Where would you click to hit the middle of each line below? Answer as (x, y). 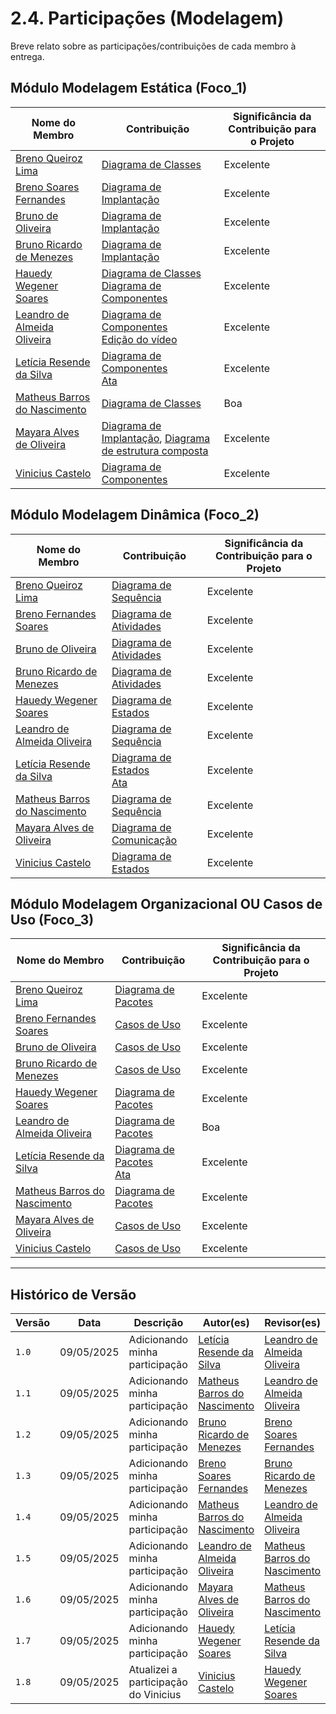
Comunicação (144, 840)
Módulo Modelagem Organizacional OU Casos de (166, 903)
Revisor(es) (293, 1323)
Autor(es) (226, 1323)
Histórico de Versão (73, 1294)
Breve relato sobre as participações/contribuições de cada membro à (153, 46)
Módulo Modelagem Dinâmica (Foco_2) (135, 515)
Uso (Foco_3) (52, 919)
